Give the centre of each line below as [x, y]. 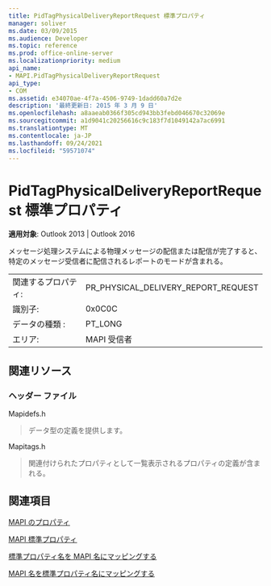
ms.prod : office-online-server [61, 53]
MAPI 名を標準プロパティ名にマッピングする [82, 573]
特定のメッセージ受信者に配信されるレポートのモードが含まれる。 [118, 261]
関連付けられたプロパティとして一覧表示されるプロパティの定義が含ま [144, 463]
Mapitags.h [27, 447]
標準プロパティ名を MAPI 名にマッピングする [83, 556]
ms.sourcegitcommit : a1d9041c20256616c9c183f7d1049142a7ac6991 [117, 121]
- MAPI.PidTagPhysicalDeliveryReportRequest [84, 76]
